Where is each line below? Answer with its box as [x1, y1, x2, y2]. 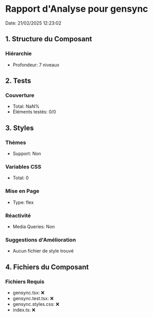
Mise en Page [5, 187, 40, 194]
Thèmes [5, 139, 27, 146]
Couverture [5, 91, 35, 99]
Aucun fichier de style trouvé [12, 248, 74, 254]
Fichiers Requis [5, 278, 45, 285]
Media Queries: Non [12, 223, 55, 230]
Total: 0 [12, 175, 29, 181]
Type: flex [12, 199, 34, 205]
